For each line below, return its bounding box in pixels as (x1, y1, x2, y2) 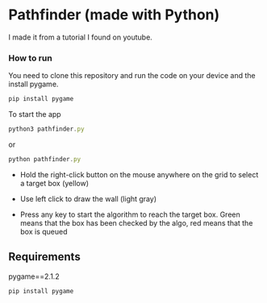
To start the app (8, 110, 62, 119)
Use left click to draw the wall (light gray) (19, 193, 157, 203)
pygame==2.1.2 (8, 272, 60, 281)
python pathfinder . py (8, 155, 81, 163)
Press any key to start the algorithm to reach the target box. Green (19, 210, 240, 219)
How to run (8, 52, 52, 64)
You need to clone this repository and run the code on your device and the (8, 71, 256, 81)
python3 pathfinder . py (8, 125, 85, 134)
